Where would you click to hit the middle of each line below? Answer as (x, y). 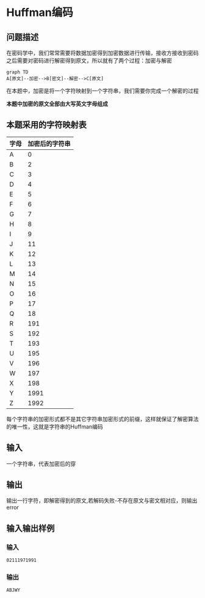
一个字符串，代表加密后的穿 (41, 463)
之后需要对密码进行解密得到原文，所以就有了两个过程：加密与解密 (89, 61)
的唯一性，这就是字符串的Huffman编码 (55, 427)
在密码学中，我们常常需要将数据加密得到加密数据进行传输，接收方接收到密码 (103, 53)
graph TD (17, 72)
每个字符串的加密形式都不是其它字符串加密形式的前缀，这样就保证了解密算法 (103, 419)
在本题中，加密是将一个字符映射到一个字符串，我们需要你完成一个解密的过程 (103, 91)
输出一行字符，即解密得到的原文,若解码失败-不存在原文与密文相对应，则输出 (102, 501)
